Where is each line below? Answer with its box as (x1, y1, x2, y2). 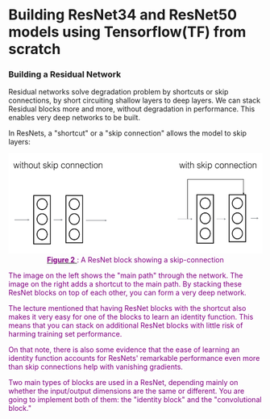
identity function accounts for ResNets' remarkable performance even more (8, 354, 260, 363)
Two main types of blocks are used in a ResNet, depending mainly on (8, 378, 239, 388)
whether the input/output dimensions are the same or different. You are (8, 386, 245, 396)
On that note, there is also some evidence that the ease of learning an (8, 345, 240, 354)
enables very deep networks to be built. (8, 113, 141, 123)
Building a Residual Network (8, 69, 122, 80)
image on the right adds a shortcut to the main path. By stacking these (8, 279, 243, 289)
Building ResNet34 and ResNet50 (8, 6, 238, 24)
